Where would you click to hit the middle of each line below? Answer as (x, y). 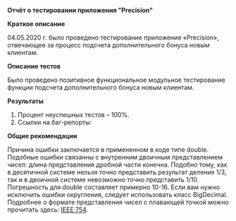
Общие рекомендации (42, 136)
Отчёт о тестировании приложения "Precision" (80, 10)
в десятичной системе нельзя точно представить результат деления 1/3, (117, 172)
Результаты (26, 101)
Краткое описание (36, 24)
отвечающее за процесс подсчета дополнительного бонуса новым (108, 45)
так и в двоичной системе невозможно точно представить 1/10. (103, 180)
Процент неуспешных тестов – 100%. (73, 115)
